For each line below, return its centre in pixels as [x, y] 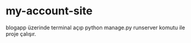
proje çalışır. [21, 33]
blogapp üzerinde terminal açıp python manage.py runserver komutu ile [95, 27]
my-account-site [49, 11]
